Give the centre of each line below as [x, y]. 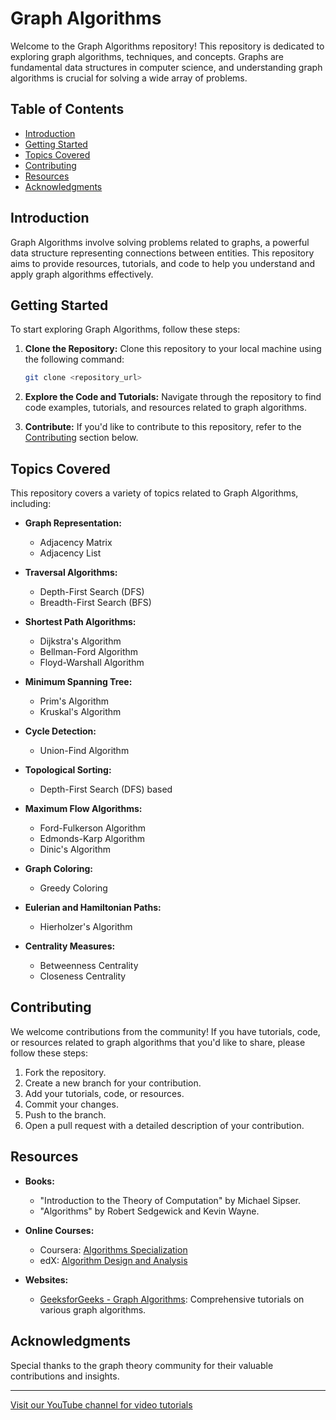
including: [31, 504]
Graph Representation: [73, 523]
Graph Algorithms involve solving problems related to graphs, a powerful [160, 242]
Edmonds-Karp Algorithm [92, 839]
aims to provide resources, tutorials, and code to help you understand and [163, 263]
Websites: [46, 1279]
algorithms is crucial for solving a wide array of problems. [129, 78]
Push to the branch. [65, 1114]
